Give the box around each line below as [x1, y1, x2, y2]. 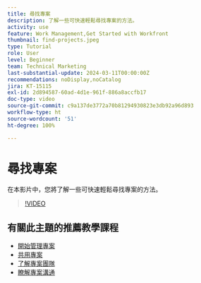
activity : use [7, 23, 49, 30]
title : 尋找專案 [7, 10, 51, 18]
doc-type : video [7, 96, 55, 103]
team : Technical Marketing [7, 63, 87, 70]
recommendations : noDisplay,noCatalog [7, 76, 121, 83]
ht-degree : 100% [7, 121, 55, 129]
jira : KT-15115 [7, 83, 52, 90]
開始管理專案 [17, 241, 55, 251]
